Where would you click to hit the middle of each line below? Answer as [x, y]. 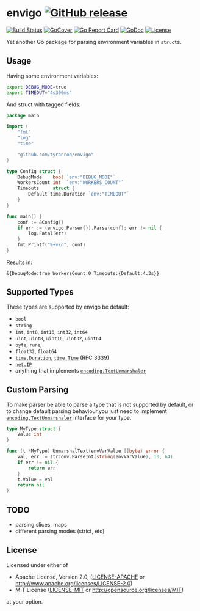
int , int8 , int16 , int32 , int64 [52, 331]
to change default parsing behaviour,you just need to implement [87, 411]
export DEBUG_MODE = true [37, 87]
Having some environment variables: [52, 76]
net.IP [23, 364]
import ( [17, 126]
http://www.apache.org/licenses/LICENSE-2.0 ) [74, 583]
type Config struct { [34, 171]
